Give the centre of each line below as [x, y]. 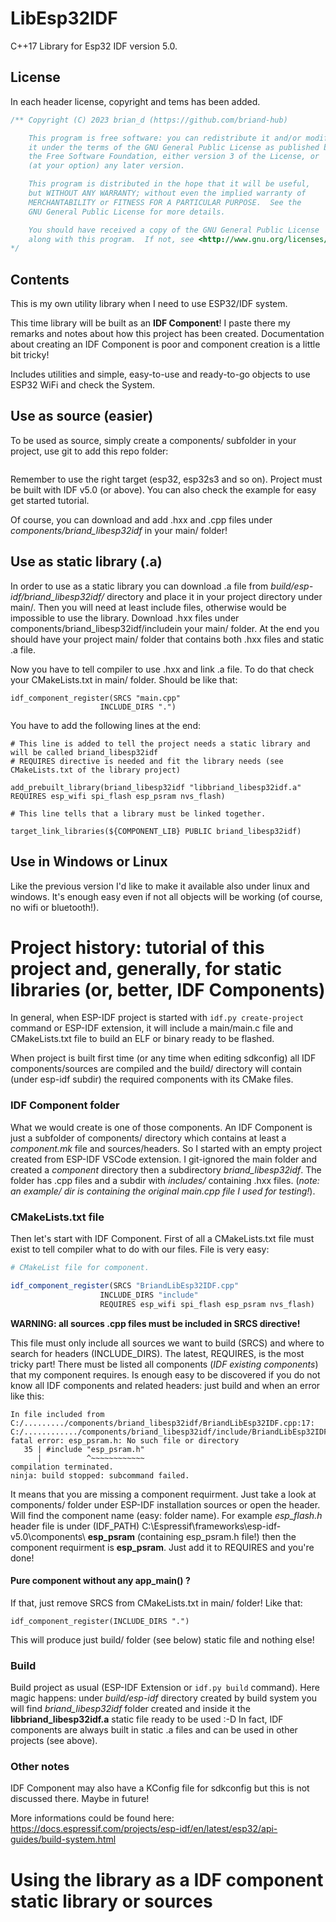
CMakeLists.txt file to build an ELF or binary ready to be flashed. [142, 1039]
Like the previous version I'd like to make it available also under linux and [160, 886]
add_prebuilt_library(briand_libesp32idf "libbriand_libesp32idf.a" [156, 787]
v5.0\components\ [48, 1536]
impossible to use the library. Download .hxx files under [125, 618]
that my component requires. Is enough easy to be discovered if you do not [165, 1374]
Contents [40, 279]
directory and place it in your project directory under [214, 596]
